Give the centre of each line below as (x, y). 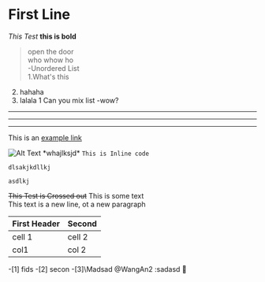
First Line (39, 15)
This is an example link (45, 137)
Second (82, 224)
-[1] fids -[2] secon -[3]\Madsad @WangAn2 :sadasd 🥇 (97, 269)
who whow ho (50, 60)
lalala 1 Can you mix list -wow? (69, 100)
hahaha (32, 91)
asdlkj (19, 181)
